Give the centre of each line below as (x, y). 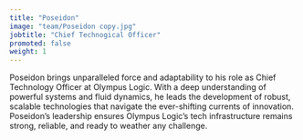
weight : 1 (28, 52)
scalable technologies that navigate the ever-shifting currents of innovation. (152, 106)
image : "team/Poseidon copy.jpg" (73, 26)
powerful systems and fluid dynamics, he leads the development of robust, (150, 97)
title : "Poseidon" (44, 18)
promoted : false (40, 43)
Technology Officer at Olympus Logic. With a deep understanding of (138, 87)
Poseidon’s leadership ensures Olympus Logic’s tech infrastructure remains (151, 116)
